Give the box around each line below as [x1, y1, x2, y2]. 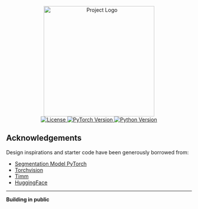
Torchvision [14, 166, 43, 173]
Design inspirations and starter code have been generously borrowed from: [6, 148, 189, 155]
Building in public [6, 195, 50, 203]
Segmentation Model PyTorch [14, 160, 87, 167]
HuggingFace [14, 179, 48, 186]
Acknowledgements [6, 133, 82, 143]
